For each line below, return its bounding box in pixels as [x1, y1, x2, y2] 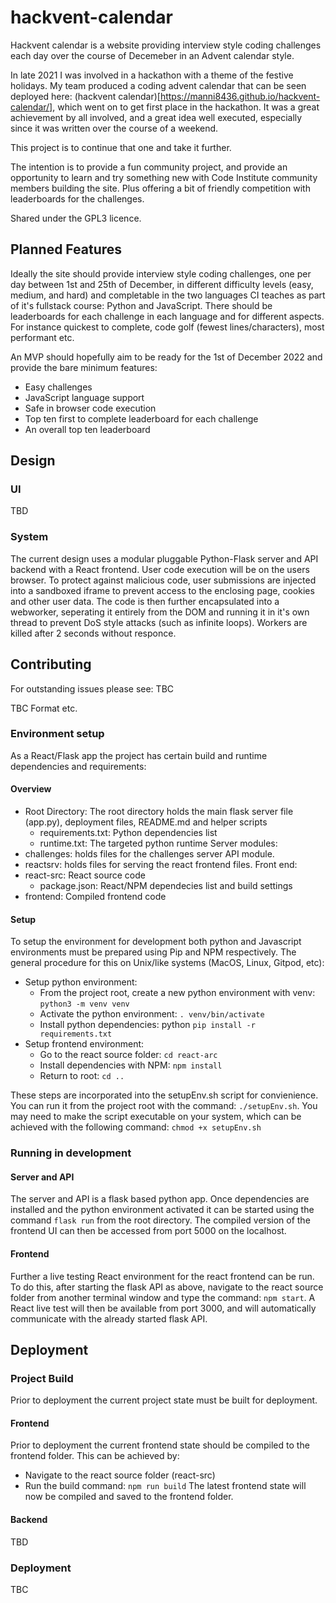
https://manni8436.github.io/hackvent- [159, 90, 321, 102]
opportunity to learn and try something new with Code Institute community [10, 171, 318, 183]
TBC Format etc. [10, 702, 78, 714]
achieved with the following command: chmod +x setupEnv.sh [10, 1121, 262, 1133]
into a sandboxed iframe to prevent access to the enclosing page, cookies [10, 584, 315, 596]
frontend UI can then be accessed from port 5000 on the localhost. [10, 1225, 287, 1237]
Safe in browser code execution [24, 402, 157, 414]
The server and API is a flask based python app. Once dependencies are [10, 1193, 310, 1205]
